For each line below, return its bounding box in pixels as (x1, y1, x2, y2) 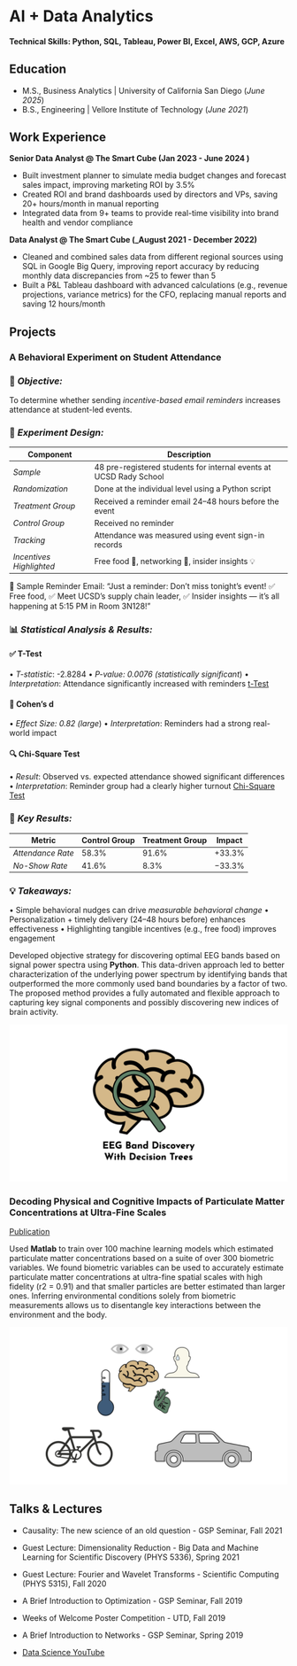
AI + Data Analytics (9, 6, 154, 27)
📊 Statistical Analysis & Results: (9, 623, 153, 635)
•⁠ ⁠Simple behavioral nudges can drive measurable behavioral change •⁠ (9, 905, 270, 916)
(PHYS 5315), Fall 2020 (21, 1578, 107, 1589)
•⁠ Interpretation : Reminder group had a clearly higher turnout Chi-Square (9, 781, 276, 792)
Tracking (12, 534, 46, 546)
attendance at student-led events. (9, 405, 133, 415)
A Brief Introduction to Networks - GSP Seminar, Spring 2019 (21, 1630, 244, 1640)
